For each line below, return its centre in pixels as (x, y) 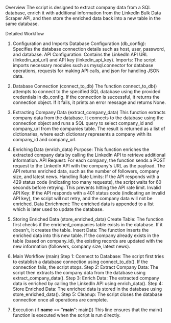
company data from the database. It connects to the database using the (88, 118)
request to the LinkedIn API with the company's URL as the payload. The (89, 166)
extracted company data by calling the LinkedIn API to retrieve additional (89, 155)
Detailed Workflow (25, 34)
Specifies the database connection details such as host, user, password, (89, 49)
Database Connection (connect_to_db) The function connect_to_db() (85, 86)
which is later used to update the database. (58, 209)
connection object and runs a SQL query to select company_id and (83, 123)
